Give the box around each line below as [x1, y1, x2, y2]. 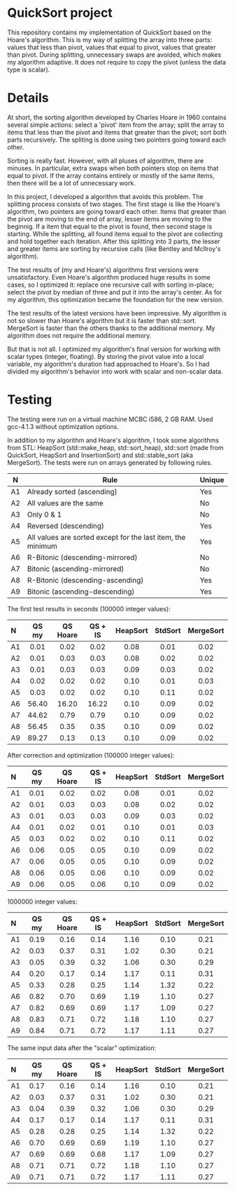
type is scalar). [7, 65, 50, 74]
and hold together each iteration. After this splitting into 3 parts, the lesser [7, 237, 220, 245]
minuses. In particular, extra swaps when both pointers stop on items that [7, 163, 219, 172]
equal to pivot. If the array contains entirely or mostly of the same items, [7, 171, 215, 179]
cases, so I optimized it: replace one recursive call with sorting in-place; [7, 280, 215, 289]
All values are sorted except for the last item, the [27, 532, 186, 542]
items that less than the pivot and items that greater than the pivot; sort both [7, 128, 227, 136]
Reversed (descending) [27, 521, 105, 531]
